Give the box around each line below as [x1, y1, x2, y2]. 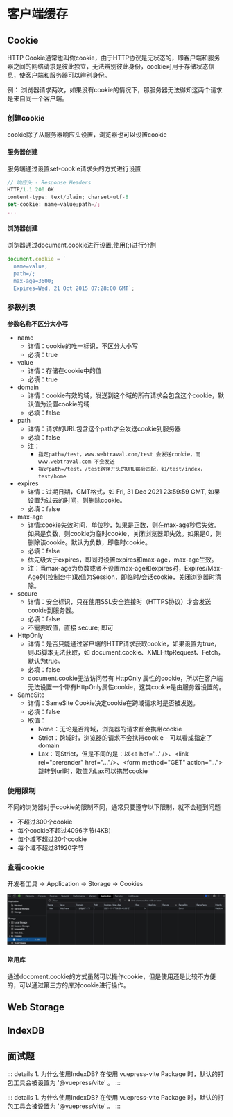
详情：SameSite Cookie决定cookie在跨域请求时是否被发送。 [27, 698, 200, 707]
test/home [37, 473, 67, 480]
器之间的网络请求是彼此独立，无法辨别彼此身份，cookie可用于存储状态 [7, 62, 209, 70]
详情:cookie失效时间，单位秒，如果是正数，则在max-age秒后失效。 [27, 521, 221, 529]
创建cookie [7, 113, 45, 123]
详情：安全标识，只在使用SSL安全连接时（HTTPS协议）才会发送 [27, 597, 212, 605]
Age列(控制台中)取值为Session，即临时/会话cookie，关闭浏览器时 [27, 573, 216, 581]
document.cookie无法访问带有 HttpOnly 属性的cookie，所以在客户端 [27, 674, 223, 682]
